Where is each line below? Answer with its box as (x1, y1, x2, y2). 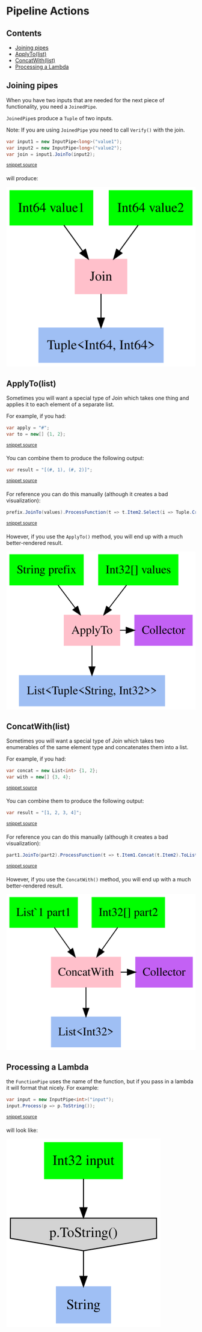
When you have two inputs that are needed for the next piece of (6, 96, 165, 103)
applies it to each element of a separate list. (6, 401, 115, 408)
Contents (6, 28, 42, 38)
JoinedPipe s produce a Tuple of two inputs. (6, 114, 113, 121)
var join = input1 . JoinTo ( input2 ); (6, 151, 96, 157)
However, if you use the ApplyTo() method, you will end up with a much (6, 533, 183, 540)
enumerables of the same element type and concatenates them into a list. (6, 744, 189, 751)
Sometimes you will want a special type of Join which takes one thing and (6, 395, 189, 402)
